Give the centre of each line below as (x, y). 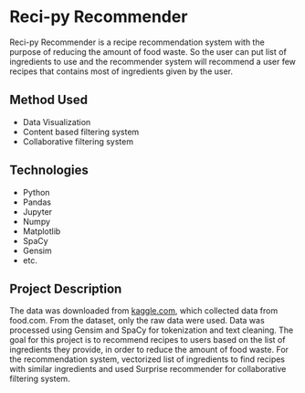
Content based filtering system (81, 132)
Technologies (49, 170)
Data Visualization (57, 122)
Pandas (37, 202)
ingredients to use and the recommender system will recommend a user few (153, 61)
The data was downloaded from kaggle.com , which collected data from (144, 311)
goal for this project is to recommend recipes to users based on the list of (147, 340)
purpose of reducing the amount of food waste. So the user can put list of (148, 51)
